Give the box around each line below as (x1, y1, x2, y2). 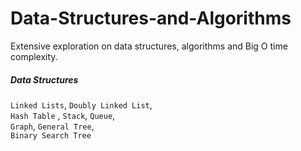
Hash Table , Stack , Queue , (10, 109, 116, 121)
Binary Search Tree (10, 130, 92, 141)
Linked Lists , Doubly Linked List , (10, 98, 153, 111)
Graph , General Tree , (10, 120, 95, 132)
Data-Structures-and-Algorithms (10, 7, 292, 30)
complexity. (10, 50, 58, 62)
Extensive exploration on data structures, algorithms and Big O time (10, 40, 288, 52)
